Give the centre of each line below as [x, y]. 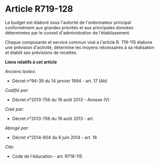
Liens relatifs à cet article [31, 62]
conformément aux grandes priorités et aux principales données [69, 27]
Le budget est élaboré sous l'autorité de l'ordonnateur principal [68, 22]
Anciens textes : [21, 71]
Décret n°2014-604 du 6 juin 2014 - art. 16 [54, 137]
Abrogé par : [17, 128]
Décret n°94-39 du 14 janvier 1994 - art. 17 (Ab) [60, 81]
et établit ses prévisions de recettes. [41, 53]
